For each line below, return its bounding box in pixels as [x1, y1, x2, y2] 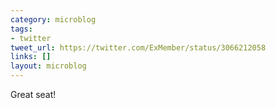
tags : [10, 24, 33, 34]
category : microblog [10, 14, 97, 25]
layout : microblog [10, 61, 87, 71]
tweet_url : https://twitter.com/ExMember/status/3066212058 [10, 42, 267, 53]
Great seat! [10, 89, 57, 100]
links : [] [10, 52, 52, 62]
